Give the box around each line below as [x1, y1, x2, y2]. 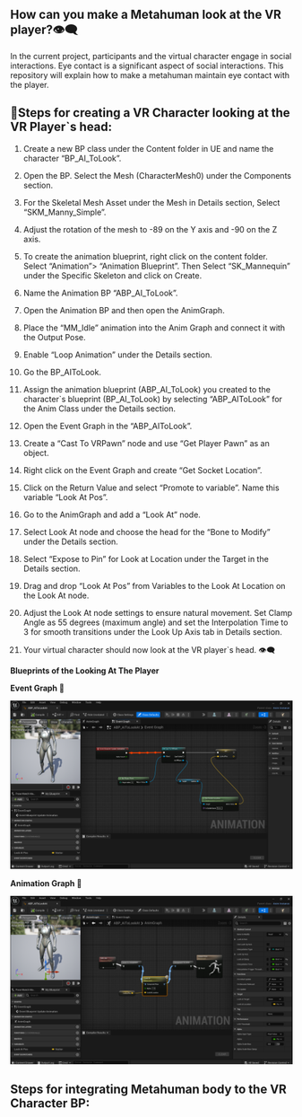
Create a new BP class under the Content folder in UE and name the [22, 143, 274, 154]
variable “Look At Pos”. [22, 491, 108, 502]
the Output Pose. [22, 331, 86, 342]
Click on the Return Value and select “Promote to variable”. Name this [22, 482, 280, 493]
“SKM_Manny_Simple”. [22, 207, 107, 217]
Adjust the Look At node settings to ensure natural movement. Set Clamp [22, 607, 293, 618]
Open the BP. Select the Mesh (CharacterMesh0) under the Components [22, 170, 292, 180]
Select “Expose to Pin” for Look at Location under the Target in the [22, 553, 270, 564]
